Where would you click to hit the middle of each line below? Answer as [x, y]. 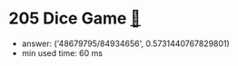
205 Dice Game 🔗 [75, 19]
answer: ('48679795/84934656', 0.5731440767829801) [126, 43]
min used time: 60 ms [62, 52]
